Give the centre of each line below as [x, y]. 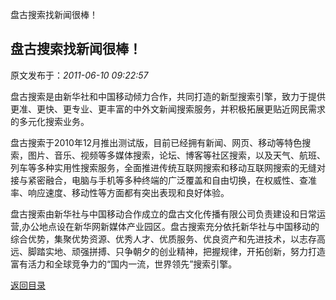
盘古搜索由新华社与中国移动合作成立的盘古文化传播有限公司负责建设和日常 [163, 214]
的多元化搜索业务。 [50, 121]
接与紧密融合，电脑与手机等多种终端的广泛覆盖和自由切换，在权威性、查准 [163, 180]
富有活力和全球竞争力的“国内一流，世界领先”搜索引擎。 [124, 264]
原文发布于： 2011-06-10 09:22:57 [79, 75]
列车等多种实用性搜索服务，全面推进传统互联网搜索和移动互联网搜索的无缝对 [168, 167]
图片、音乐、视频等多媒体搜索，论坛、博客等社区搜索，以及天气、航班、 [176, 155]
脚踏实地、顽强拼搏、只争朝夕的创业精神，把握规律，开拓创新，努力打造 [176, 251]
